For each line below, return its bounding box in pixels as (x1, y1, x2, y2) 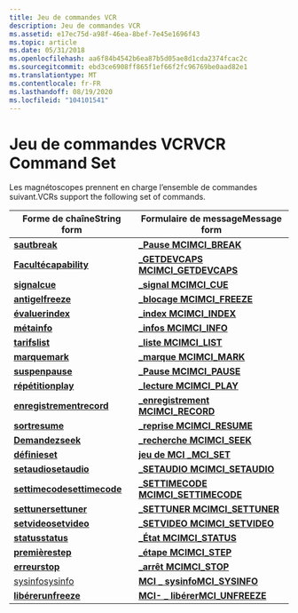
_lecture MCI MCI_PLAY (138, 379, 239, 392)
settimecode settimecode (13, 483, 122, 496)
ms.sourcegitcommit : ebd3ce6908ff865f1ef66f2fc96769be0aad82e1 (9, 63, 248, 72)
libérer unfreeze (13, 590, 81, 602)
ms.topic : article (9, 37, 77, 47)
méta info (13, 322, 53, 334)
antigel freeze (13, 293, 72, 306)
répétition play (13, 379, 74, 392)
